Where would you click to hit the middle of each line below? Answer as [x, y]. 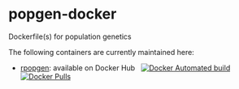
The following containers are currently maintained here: [102, 52]
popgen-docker [63, 14]
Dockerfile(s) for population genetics [70, 36]
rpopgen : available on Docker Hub [78, 68]
